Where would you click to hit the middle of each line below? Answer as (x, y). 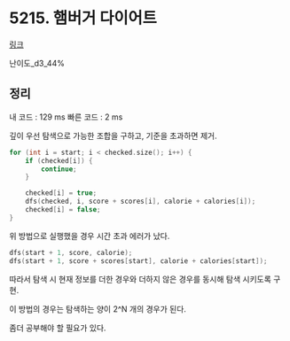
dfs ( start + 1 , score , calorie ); (71, 252)
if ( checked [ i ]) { (59, 160)
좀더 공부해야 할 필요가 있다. (58, 328)
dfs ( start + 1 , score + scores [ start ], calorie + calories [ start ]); (138, 261)
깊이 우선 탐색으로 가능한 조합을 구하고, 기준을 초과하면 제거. (113, 136)
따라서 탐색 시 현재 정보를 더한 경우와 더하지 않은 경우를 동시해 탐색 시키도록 (141, 279)
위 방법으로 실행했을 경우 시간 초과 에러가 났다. (90, 236)
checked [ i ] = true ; (61, 193)
